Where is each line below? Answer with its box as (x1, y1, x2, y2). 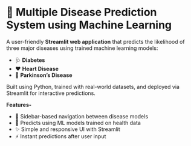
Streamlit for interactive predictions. (6, 90, 95, 97)
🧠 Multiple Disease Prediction (6, 5, 157, 19)
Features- (6, 101, 32, 108)
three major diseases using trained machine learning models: (6, 44, 158, 52)
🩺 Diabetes (15, 56, 45, 64)
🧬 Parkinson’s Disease (15, 71, 73, 79)
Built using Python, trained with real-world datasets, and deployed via (6, 83, 180, 90)
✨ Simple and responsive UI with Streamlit (15, 126, 121, 133)
